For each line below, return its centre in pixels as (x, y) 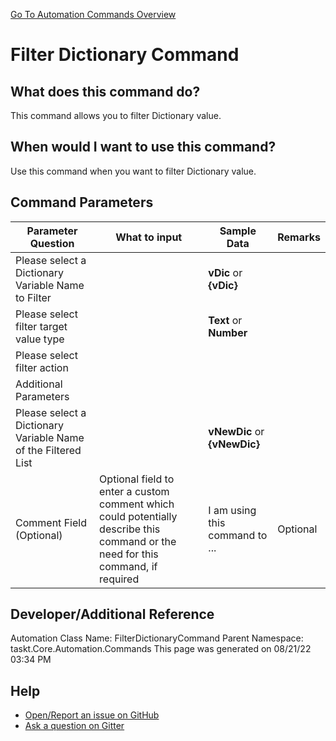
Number (228, 332)
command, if (128, 566)
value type (40, 339)
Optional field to (137, 479)
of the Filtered (48, 450)
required (119, 579)
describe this (130, 529)
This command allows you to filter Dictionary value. (116, 115)
